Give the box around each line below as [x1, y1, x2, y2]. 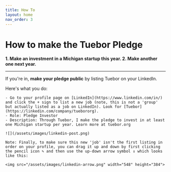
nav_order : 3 [5, 17, 33, 22]
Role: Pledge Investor [10, 113, 58, 119]
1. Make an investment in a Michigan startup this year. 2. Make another [5, 55, 158, 62]
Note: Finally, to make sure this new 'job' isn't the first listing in [5, 140, 163, 145]
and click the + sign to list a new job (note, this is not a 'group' [5, 100, 158, 105]
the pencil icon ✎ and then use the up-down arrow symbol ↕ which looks [5, 149, 163, 154]
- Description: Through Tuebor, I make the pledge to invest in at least [5, 118, 165, 123]
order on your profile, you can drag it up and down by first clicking [5, 145, 160, 150]
